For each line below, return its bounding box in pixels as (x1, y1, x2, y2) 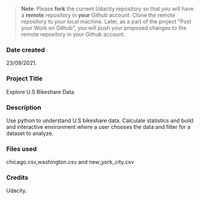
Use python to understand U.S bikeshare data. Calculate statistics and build (6, 117, 194, 124)
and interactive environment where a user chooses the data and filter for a (6, 123, 191, 130)
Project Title (6, 75, 43, 83)
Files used (6, 145, 37, 153)
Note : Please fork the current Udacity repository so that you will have (20, 5, 194, 12)
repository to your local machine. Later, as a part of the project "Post (20, 18, 192, 25)
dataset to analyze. (6, 130, 54, 137)
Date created (6, 45, 45, 54)
